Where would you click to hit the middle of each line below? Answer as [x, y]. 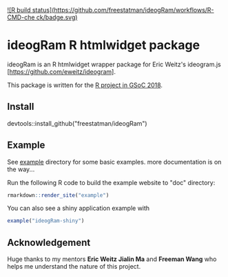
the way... [21, 169]
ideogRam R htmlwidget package [104, 45]
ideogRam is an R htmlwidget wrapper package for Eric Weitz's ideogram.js [114, 64]
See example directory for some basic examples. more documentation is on [114, 162]
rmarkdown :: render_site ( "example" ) [58, 195]
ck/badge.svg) [57, 17]
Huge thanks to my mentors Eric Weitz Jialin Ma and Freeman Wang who [112, 259]
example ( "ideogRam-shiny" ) [46, 221]
